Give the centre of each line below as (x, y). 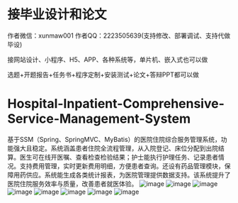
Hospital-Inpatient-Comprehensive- (116, 104)
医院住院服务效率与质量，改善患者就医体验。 (73, 183)
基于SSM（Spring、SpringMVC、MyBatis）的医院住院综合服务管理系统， (114, 139)
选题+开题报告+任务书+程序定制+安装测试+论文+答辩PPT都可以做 (103, 75)
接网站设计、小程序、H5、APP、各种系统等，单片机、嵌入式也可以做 (108, 59)
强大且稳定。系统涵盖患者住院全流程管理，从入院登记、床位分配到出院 (115, 148)
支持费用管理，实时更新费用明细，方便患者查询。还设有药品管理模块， (122, 166)
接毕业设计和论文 (57, 15)
